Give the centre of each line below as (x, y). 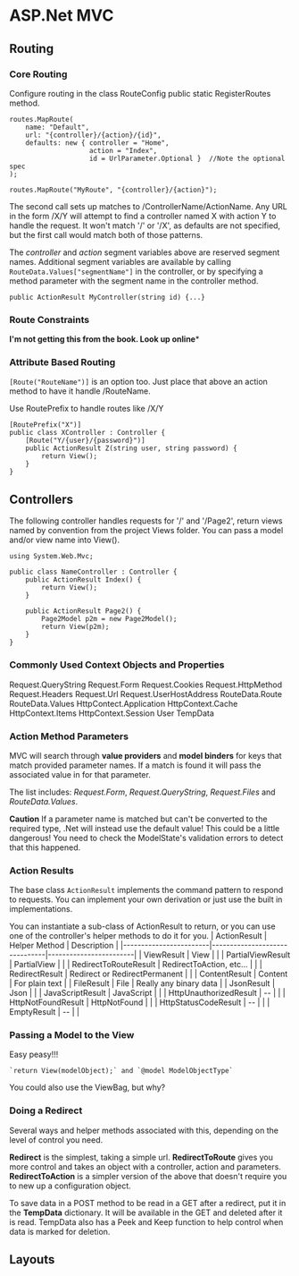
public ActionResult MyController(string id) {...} (107, 297)
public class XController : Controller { (87, 433)
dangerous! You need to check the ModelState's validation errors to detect (146, 838)
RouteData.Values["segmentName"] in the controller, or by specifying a (136, 271)
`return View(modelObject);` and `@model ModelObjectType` (121, 1071)
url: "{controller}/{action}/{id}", (94, 135)
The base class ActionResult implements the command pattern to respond (146, 890)
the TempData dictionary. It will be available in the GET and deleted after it (146, 1212)
